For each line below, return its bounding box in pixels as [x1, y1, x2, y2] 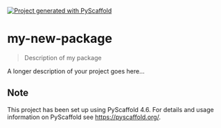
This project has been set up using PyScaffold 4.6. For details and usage [7, 105, 214, 113]
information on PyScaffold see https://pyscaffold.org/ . [7, 113, 161, 121]
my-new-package [7, 31, 113, 46]
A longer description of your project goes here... [7, 66, 145, 75]
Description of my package [24, 53, 102, 62]
